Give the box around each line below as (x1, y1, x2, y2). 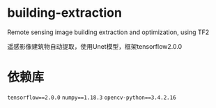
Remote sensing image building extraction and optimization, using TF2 (7, 28, 210, 36)
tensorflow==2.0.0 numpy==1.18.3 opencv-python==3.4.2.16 (7, 94, 176, 101)
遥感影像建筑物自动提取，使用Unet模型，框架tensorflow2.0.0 (7, 42, 183, 50)
